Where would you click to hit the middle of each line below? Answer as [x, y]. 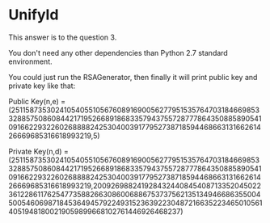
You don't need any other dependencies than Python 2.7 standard [118, 53]
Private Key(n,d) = [38, 151]
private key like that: [42, 86]
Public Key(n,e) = [37, 101]
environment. [30, 61]
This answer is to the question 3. [63, 37]
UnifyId [34, 15]
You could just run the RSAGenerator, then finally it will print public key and [133, 77]
